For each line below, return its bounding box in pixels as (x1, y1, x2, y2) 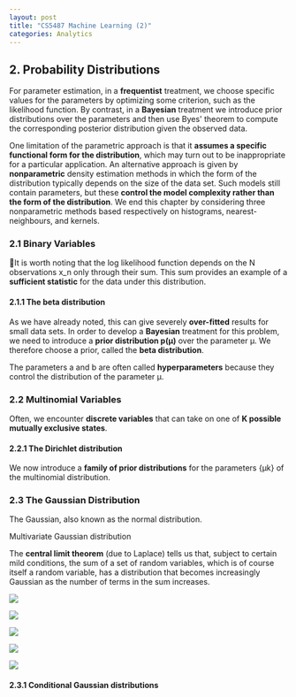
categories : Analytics (9, 29, 93, 38)
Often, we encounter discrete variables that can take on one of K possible (9, 413, 282, 424)
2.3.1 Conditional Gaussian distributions (9, 680, 159, 691)
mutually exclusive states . (9, 422, 108, 433)
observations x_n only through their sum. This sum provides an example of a (9, 267, 288, 278)
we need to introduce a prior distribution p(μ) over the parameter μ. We (9, 335, 271, 346)
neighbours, (9, 216, 53, 226)
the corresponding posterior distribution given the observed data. (9, 123, 248, 134)
